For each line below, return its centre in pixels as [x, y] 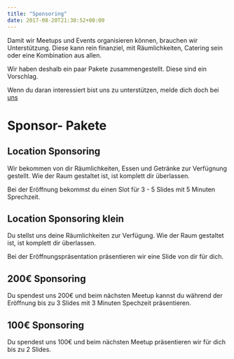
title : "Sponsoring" [37, 14]
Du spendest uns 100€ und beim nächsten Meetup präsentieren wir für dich [117, 341]
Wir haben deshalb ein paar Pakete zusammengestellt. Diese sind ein [107, 69]
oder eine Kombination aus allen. [55, 55]
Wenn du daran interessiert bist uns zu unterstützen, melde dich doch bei [113, 90]
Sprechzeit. [24, 196]
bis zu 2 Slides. [29, 349]
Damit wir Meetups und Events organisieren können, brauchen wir [103, 40]
